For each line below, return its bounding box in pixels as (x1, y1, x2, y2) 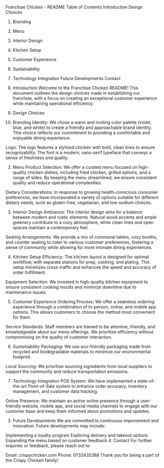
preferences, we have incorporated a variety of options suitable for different (5, 195, 159, 200)
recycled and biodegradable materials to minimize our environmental (12, 349, 151, 354)
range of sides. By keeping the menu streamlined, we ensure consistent (12, 175, 157, 180)
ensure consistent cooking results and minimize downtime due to (5, 284, 137, 290)
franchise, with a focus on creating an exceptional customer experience (12, 95, 157, 101)
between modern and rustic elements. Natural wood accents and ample (12, 214, 157, 220)
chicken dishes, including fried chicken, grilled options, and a (27, 169, 151, 175)
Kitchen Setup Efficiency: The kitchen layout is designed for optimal (12, 254, 149, 260)
